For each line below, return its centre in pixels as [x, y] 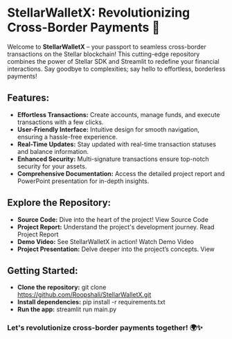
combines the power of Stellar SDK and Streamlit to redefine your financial [113, 61]
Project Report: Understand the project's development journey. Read [116, 227]
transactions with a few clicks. [60, 122]
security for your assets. [52, 166]
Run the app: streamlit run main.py [67, 309]
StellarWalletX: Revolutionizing [99, 13]
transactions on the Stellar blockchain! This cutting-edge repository [104, 54]
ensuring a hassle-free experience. [67, 137]
